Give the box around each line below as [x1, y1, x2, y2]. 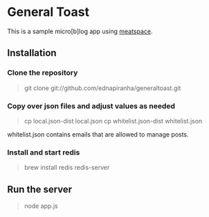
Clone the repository [7, 68, 78, 78]
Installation [7, 47, 57, 59]
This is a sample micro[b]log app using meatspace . [7, 27, 153, 35]
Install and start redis [7, 147, 80, 157]
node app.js [24, 202, 58, 210]
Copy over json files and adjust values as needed [7, 101, 175, 111]
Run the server [7, 183, 73, 195]
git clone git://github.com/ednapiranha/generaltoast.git [24, 84, 181, 92]
